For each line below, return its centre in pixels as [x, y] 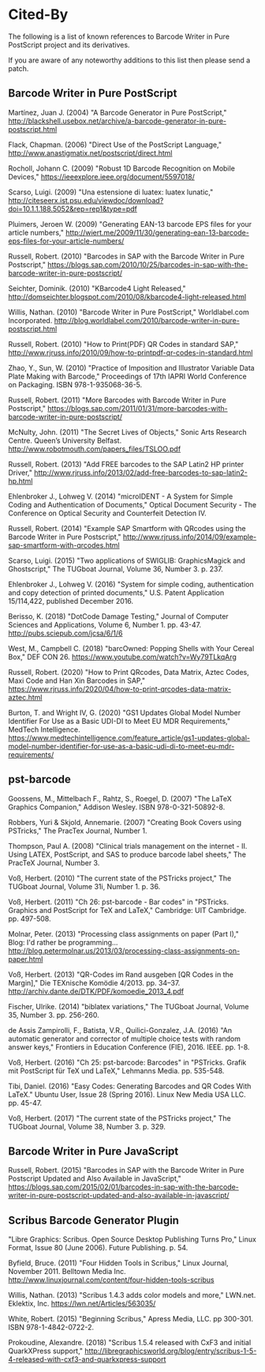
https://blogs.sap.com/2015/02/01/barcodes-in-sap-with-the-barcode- [123, 1187]
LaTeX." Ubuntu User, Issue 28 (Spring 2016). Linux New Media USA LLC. [127, 1094]
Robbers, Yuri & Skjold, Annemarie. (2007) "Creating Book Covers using [125, 822]
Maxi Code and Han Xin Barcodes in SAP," [77, 680]
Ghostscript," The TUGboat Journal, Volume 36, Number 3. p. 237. [116, 569]
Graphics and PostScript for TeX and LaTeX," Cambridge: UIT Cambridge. [127, 910]
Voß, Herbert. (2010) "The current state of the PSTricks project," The [120, 878]
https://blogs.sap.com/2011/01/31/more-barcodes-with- [137, 408]
